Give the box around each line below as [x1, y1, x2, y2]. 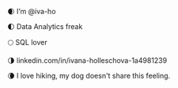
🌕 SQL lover [7, 38, 48, 46]
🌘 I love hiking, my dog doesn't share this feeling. [7, 71, 171, 80]
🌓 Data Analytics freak [7, 22, 83, 31]
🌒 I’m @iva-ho [7, 7, 56, 16]
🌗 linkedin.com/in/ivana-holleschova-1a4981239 [7, 56, 168, 65]
